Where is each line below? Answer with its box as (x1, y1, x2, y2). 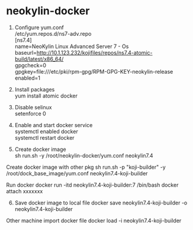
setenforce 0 (14, 110, 46, 117)
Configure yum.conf (14, 24, 64, 31)
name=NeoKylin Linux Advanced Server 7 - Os (14, 43, 129, 50)
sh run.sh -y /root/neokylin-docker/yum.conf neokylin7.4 (14, 152, 153, 159)
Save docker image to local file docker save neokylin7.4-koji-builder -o (14, 199, 188, 206)
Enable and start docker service (14, 121, 93, 128)
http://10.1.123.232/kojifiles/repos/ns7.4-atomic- (36, 49, 153, 56)
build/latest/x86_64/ (14, 55, 64, 62)
